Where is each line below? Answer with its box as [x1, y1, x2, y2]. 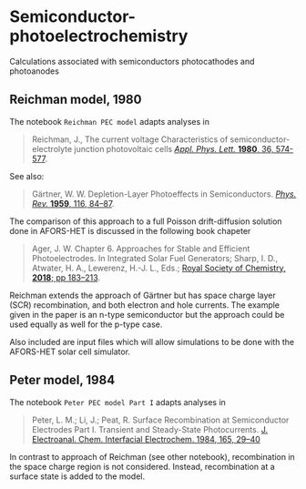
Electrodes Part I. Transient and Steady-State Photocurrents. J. [31, 423, 269, 434]
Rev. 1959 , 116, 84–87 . [31, 198, 115, 209]
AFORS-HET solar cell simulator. [9, 346, 130, 357]
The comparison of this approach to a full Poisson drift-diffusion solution [9, 216, 282, 227]
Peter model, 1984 [9, 372, 116, 388]
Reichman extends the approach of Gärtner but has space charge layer [9, 290, 276, 301]
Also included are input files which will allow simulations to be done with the [9, 336, 294, 347]
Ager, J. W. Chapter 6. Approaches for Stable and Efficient [31, 243, 250, 254]
